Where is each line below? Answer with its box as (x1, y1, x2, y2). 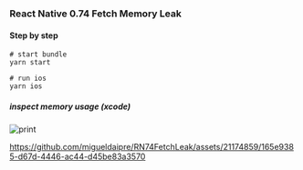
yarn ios (9, 82, 43, 91)
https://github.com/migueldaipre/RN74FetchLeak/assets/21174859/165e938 (9, 142, 295, 153)
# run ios (9, 74, 47, 84)
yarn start (9, 58, 51, 67)
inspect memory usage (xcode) (9, 101, 131, 112)
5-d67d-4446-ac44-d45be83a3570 (9, 151, 146, 162)
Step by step (9, 30, 58, 41)
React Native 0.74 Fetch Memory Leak (9, 7, 183, 20)
